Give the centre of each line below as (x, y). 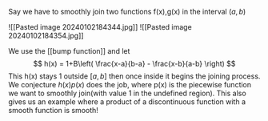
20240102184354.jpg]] (46, 36)
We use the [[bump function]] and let (69, 51)
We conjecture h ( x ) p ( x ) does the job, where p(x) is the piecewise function (130, 85)
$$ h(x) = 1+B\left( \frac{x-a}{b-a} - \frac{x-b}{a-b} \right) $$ (134, 64)
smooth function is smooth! (53, 110)
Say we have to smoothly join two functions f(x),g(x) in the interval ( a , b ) (127, 12)
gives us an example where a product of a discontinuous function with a (127, 102)
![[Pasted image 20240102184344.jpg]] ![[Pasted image (100, 27)
